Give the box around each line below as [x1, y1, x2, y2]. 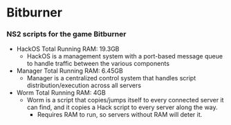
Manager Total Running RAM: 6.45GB [16, 67, 124, 75]
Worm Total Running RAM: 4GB [16, 89, 107, 97]
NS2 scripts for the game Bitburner [6, 30, 127, 39]
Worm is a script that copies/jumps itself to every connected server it [26, 96, 224, 104]
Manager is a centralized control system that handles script [26, 74, 196, 82]
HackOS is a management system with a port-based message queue [26, 52, 223, 60]
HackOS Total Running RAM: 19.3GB [16, 45, 120, 53]
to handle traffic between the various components [26, 60, 170, 68]
